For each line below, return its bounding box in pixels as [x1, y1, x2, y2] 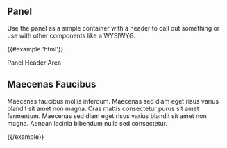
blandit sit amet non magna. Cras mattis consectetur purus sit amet [7, 104, 199, 113]
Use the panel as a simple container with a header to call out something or [7, 24, 220, 32]
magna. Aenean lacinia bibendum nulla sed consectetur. [7, 119, 168, 127]
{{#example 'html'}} [7, 44, 64, 53]
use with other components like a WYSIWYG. [7, 31, 136, 40]
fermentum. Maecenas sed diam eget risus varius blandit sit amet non [7, 111, 207, 120]
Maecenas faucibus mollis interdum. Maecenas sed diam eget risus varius [7, 97, 219, 105]
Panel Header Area [7, 58, 61, 67]
